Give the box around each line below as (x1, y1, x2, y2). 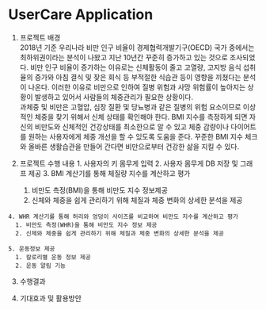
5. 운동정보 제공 (8, 244, 55, 253)
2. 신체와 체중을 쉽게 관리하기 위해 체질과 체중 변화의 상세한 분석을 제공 (15, 229, 224, 237)
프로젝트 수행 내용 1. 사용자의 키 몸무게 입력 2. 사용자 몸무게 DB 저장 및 (19, 159, 239, 168)
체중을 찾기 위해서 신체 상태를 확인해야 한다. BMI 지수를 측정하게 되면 (34, 112, 248, 121)
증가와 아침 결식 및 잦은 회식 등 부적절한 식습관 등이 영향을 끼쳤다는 (34, 72, 241, 82)
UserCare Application (8, 6, 154, 24)
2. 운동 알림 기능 (15, 262, 66, 270)
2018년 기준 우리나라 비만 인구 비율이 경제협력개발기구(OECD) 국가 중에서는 (19, 42, 255, 52)
